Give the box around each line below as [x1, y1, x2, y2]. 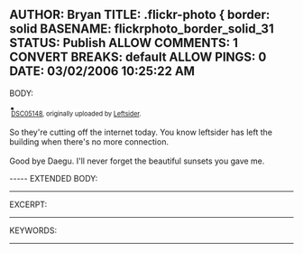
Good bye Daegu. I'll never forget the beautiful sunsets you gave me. [9, 155, 265, 166]
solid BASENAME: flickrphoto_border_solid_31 [9, 22, 274, 37]
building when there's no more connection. [9, 136, 170, 147]
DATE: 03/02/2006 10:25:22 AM [9, 63, 196, 80]
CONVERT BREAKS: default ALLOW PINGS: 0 [9, 50, 267, 65]
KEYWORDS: [9, 225, 57, 236]
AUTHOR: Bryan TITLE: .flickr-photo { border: [9, 7, 271, 23]
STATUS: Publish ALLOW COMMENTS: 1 [9, 35, 239, 51]
